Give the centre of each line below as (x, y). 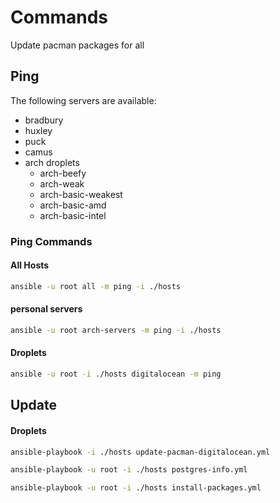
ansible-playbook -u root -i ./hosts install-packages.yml (136, 488)
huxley (38, 130)
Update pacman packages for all (77, 45)
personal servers (46, 309)
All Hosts (30, 265)
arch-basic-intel (73, 215)
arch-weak (62, 183)
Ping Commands (51, 241)
